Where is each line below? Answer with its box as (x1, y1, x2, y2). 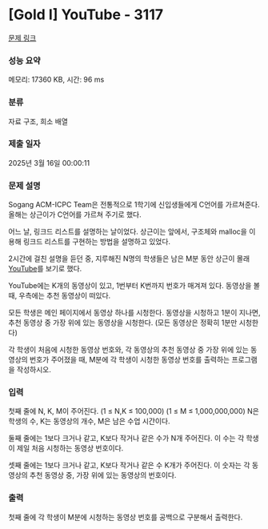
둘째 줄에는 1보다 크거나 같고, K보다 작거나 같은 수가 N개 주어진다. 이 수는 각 (8, 434, 245, 443)
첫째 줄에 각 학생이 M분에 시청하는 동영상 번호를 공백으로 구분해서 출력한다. (8, 512, 243, 522)
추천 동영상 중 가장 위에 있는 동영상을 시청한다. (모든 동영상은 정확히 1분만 (8, 318, 238, 327)
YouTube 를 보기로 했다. (8, 264, 82, 274)
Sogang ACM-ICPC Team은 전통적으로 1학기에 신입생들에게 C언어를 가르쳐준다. (8, 200, 260, 210)
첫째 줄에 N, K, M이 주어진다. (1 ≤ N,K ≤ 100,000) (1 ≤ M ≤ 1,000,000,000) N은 (8, 407, 260, 416)
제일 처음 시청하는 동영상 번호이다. (16, 443, 124, 453)
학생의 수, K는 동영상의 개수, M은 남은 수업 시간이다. (8, 416, 170, 426)
